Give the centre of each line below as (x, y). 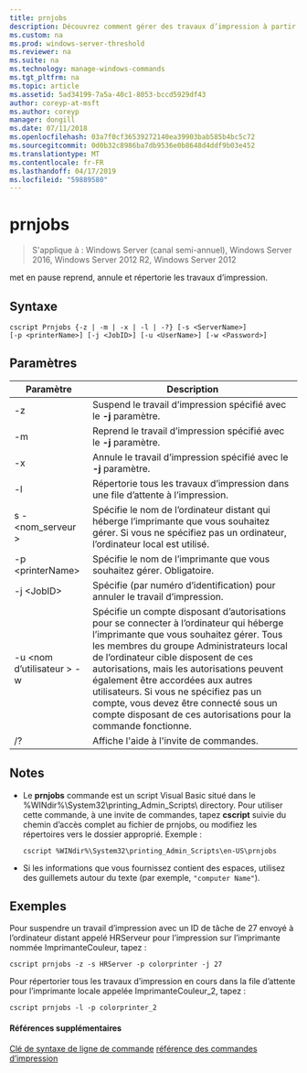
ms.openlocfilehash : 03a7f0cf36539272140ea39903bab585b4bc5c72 (132, 137)
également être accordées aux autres (173, 680)
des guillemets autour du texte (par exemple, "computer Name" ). (141, 877)
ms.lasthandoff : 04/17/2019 (63, 171)
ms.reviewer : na (40, 52)
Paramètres (43, 364)
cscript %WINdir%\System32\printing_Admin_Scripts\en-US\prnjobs (149, 851)
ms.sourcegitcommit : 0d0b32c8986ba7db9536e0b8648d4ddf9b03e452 (132, 145)
